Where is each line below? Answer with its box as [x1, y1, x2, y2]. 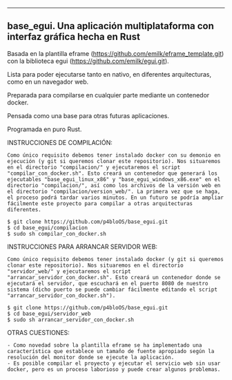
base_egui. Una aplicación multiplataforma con [7, 20, 214, 32]
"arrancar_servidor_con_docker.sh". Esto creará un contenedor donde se [7, 274, 221, 281]
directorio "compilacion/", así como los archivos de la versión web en [7, 182, 221, 189]
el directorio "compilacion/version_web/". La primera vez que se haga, [7, 188, 221, 195]
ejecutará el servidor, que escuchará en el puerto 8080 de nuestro [7, 280, 209, 287]
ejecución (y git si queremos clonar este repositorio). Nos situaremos [7, 158, 221, 164]
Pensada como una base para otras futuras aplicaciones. [7, 111, 170, 120]
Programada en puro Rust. [7, 125, 82, 133]
